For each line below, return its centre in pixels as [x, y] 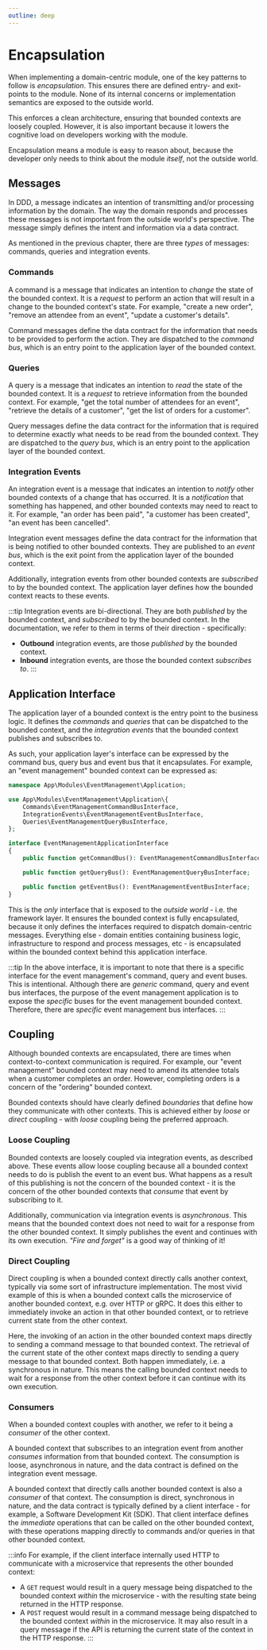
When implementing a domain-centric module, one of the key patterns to [128, 77]
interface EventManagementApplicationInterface [89, 843]
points [19, 94]
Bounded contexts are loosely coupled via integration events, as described [131, 1157]
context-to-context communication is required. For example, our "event [125, 1062]
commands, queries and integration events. [79, 252]
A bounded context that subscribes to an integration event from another [126, 1448]
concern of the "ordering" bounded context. [80, 1087]
